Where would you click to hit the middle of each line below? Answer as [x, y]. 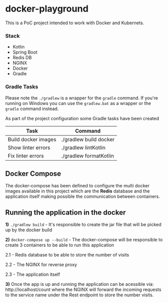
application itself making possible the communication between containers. [83, 196]
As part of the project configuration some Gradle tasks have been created [82, 118]
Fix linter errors [26, 156]
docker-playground [47, 9]
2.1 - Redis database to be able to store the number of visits [67, 255]
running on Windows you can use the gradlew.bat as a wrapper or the [78, 103]
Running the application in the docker [66, 212]
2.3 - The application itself [33, 274]
